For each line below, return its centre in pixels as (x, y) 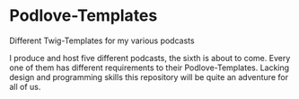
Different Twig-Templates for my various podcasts (102, 40)
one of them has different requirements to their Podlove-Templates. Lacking (149, 67)
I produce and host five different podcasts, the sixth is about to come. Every (150, 58)
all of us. (25, 86)
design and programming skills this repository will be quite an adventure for (149, 76)
